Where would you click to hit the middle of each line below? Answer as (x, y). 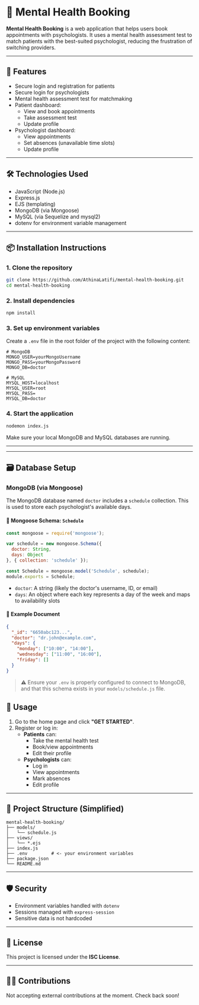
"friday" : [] (33, 660)
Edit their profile (52, 753)
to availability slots (37, 600)
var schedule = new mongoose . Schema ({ (54, 544)
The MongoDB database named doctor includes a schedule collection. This (97, 500)
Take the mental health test (65, 740)
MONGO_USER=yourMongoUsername (44, 357)
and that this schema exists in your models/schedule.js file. (93, 689)
